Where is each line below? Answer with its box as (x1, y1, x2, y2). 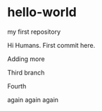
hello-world (7, 4, 77, 20)
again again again (7, 96, 58, 104)
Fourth (7, 81, 27, 90)
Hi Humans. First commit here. (7, 41, 96, 49)
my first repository (7, 27, 61, 36)
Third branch (7, 68, 45, 77)
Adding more (7, 54, 45, 63)
